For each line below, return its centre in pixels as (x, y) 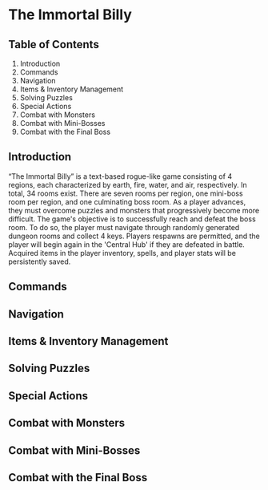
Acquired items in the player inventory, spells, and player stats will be (122, 253)
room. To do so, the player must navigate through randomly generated (124, 227)
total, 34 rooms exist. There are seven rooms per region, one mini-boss (126, 193)
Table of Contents (54, 45)
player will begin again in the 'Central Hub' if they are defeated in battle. (127, 244)
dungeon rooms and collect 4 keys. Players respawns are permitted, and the (134, 236)
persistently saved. (40, 261)
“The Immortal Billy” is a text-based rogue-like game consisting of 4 (120, 176)
